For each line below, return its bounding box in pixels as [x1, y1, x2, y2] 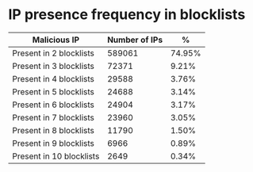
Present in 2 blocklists [12, 48, 95, 59]
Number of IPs [106, 34, 163, 45]
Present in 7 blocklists [12, 112, 95, 123]
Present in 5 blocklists [12, 86, 95, 97]
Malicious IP [32, 34, 80, 45]
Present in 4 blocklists [12, 73, 95, 84]
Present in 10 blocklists [12, 151, 100, 162]
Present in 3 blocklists [12, 60, 95, 71]
